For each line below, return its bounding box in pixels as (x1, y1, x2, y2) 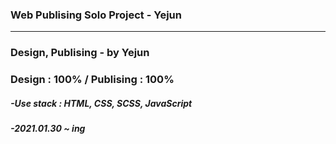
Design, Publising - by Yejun (10, 46, 150, 60)
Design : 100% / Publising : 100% (10, 73, 175, 87)
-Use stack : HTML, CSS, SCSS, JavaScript (10, 97, 193, 109)
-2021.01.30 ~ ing (10, 123, 86, 135)
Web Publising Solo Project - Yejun (10, 8, 182, 22)
